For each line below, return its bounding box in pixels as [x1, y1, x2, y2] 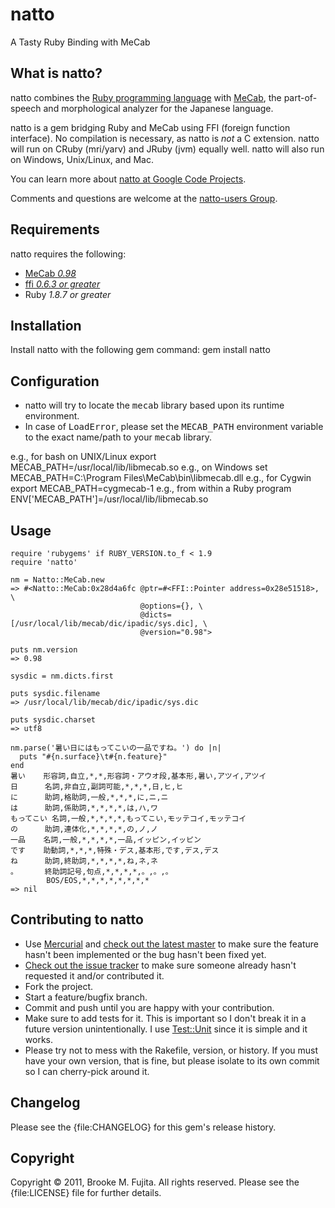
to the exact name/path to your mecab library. [24, 431, 212, 443]
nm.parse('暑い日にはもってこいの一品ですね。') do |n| [10, 743, 222, 753]
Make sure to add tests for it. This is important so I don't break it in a [24, 1012, 307, 1024]
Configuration [10, 373, 100, 390]
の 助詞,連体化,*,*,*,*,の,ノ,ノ [10, 824, 158, 834]
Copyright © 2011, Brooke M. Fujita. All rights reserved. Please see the [10, 1176, 300, 1188]
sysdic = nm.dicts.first [10, 671, 114, 681]
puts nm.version [10, 645, 78, 655]
